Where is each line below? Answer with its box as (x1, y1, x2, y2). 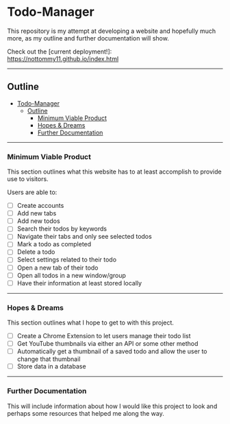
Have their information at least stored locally (16, 279, 142, 287)
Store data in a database (16, 362, 87, 370)
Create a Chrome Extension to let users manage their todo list (16, 332, 191, 340)
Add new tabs (16, 209, 57, 217)
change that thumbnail (16, 355, 81, 364)
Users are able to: (7, 188, 57, 196)
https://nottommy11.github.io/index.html (7, 54, 119, 62)
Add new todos (16, 217, 60, 225)
